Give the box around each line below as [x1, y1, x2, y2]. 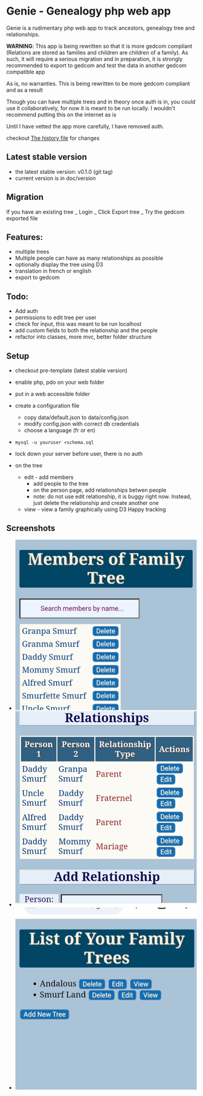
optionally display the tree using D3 [14, 261, 104, 268]
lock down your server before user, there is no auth [14, 450, 143, 457]
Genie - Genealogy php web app [6, 4, 171, 18]
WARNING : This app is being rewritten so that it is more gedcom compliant [6, 42, 193, 50]
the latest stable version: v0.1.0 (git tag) [14, 168, 113, 175]
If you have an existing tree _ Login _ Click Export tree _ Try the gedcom [6, 208, 185, 216]
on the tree [14, 462, 43, 469]
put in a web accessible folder [14, 391, 91, 397]
